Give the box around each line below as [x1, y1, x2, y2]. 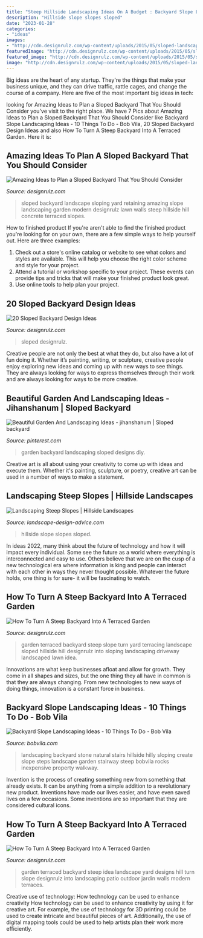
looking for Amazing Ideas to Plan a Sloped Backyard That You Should [6, 101, 181, 108]
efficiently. [6, 925, 33, 933]
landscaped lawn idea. [21, 654, 77, 661]
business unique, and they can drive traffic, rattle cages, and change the [6, 82, 187, 90]
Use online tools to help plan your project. [14, 281, 120, 288]
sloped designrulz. [21, 338, 68, 345]
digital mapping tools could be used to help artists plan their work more [6, 919, 184, 926]
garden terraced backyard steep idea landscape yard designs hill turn [21, 868, 195, 876]
